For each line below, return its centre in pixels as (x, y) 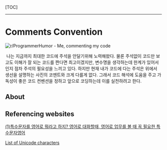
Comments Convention (54, 32)
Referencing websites (40, 114)
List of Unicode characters (32, 143)
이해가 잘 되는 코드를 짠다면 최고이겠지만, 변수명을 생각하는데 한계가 (80, 62)
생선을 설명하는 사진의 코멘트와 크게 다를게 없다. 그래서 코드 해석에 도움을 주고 (81, 75)
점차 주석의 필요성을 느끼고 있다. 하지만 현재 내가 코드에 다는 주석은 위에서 (86, 68)
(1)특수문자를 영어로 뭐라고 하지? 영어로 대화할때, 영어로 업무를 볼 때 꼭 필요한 (80, 127)
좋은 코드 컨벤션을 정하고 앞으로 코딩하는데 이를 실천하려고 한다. (80, 81)
